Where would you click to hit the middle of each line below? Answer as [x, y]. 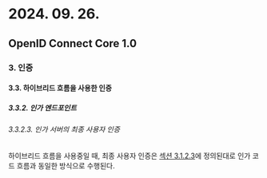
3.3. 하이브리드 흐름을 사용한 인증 [60, 88]
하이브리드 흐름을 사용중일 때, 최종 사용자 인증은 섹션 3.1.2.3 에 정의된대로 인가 [130, 156]
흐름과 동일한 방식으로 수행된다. [66, 165]
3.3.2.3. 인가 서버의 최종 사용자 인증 [64, 129]
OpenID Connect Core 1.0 [73, 44]
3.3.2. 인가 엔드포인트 [43, 108]
